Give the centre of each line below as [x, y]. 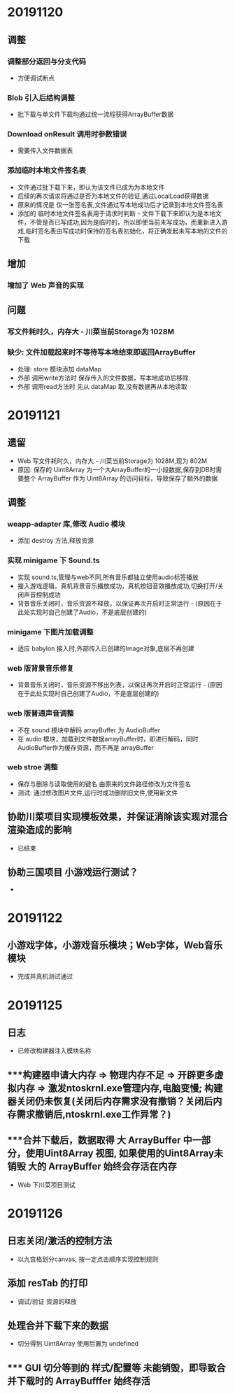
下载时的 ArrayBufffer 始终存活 [84, 1381]
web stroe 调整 [33, 767]
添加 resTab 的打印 [48, 1283]
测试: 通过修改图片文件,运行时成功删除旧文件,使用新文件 [98, 792]
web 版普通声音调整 [41, 713]
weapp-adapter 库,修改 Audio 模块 [66, 524]
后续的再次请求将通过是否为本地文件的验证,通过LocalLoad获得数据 [113, 196]
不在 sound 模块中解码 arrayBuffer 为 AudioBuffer [89, 730]
